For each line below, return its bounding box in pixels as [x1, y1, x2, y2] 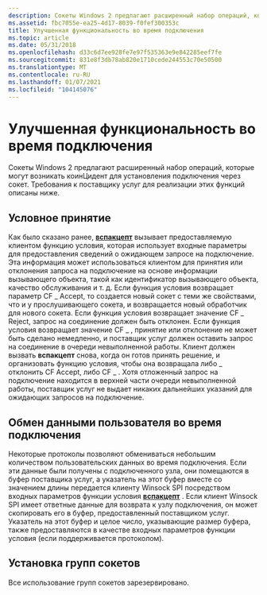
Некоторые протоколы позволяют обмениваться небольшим [8, 449, 216, 458]
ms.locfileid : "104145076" [8, 85, 98, 94]
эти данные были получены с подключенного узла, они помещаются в [8, 466, 250, 475]
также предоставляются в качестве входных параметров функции [8, 525, 236, 535]
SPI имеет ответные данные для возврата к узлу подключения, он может [8, 500, 258, 509]
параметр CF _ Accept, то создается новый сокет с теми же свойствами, [8, 292, 257, 301]
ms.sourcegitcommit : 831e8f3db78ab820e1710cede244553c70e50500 [8, 56, 222, 64]
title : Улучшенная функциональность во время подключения [8, 26, 204, 34]
